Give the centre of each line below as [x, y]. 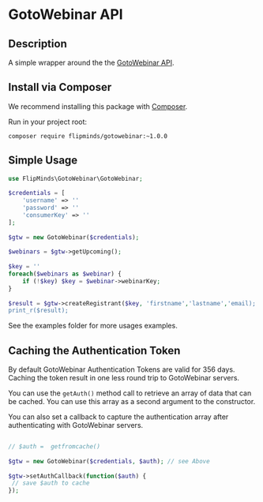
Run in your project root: [48, 122]
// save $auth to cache [51, 483]
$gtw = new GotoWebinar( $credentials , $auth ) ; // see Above [109, 461]
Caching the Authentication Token [94, 350]
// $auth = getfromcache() [54, 447]
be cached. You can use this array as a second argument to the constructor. [132, 402]
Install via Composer [60, 87]
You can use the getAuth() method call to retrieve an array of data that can [130, 393]
